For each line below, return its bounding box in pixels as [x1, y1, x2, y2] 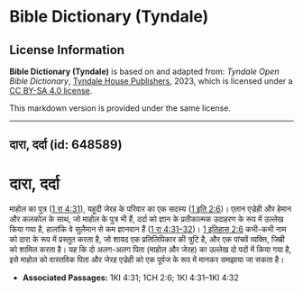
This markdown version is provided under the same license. [9, 103, 232, 114]
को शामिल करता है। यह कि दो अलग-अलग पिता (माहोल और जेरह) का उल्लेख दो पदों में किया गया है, [9, 244, 292, 255]
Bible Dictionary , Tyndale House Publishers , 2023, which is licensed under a [9, 76, 293, 87]
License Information [9, 42, 124, 58]
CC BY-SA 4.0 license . [9, 86, 93, 96]
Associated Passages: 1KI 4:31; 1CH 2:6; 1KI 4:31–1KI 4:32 [22, 272, 239, 283]
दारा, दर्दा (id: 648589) [9, 137, 123, 152]
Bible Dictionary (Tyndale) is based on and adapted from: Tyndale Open [9, 66, 280, 77]
